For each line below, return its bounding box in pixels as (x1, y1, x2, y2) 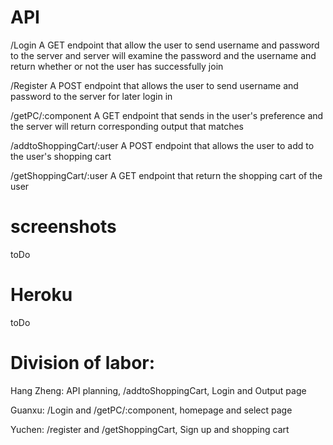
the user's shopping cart (10, 150, 112, 162)
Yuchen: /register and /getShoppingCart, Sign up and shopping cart (10, 423, 290, 435)
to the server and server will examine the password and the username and (10, 49, 317, 61)
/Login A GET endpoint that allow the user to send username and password (10, 39, 320, 51)
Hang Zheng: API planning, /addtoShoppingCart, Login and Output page (10, 384, 307, 396)
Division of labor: (10, 352, 156, 374)
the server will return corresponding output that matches (10, 120, 245, 132)
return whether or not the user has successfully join (10, 60, 224, 72)
